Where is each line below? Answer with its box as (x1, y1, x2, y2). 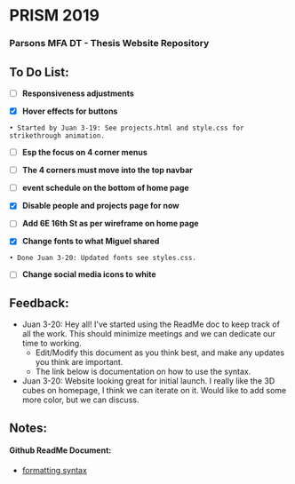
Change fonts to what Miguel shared (21, 236, 160, 247)
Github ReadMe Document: (9, 445, 112, 456)
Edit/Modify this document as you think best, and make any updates (35, 347, 285, 358)
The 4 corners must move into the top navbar (21, 165, 193, 176)
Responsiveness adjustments (21, 88, 135, 99)
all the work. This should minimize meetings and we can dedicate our (21, 329, 276, 339)
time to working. (21, 338, 82, 349)
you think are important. (35, 357, 124, 368)
